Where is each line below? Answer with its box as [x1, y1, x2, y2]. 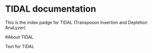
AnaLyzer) [5, 24, 26, 30]
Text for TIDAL [5, 43, 34, 49]
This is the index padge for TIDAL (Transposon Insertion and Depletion [5, 19, 148, 25]
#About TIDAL [5, 34, 34, 40]
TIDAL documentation [5, 3, 97, 15]
